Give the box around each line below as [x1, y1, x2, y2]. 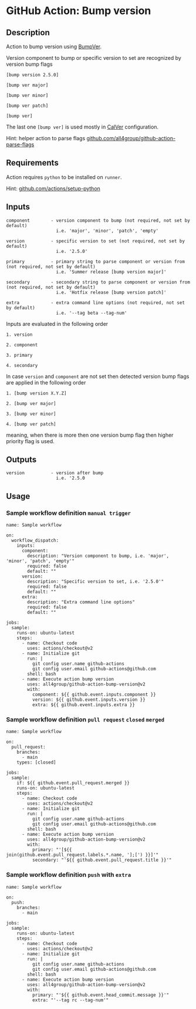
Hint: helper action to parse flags [6, 135, 86, 141]
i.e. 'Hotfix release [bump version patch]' [56, 289, 167, 295]
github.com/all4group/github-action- [86, 135, 176, 141]
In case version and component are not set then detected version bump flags [6, 373, 190, 380]
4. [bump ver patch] [6, 421, 57, 427]
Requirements [6, 158, 59, 168]
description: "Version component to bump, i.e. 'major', [27, 553, 169, 559]
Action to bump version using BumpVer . [6, 43, 102, 50]
